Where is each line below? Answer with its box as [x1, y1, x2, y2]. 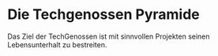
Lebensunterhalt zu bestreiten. [7, 39, 107, 49]
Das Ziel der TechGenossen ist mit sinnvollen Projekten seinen [7, 32, 210, 41]
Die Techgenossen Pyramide [7, 6, 201, 24]
